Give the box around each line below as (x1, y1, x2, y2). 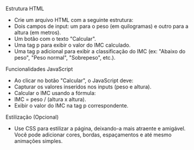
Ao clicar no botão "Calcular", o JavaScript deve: (14, 77, 134, 84)
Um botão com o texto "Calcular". (14, 35, 96, 42)
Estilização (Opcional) (5, 113, 59, 120)
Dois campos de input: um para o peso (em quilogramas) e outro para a (14, 23, 189, 30)
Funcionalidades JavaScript (5, 66, 73, 73)
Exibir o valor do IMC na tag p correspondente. (14, 102, 128, 109)
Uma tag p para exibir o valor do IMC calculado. (14, 41, 131, 48)
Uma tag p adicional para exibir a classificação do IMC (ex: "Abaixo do (14, 48, 186, 55)
